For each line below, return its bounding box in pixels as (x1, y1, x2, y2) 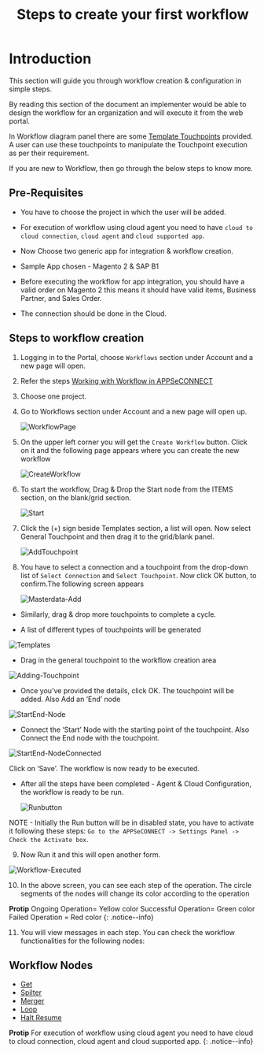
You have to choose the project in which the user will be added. (20, 207, 226, 217)
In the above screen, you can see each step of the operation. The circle (20, 880, 252, 889)
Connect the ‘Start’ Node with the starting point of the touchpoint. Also (20, 725, 250, 734)
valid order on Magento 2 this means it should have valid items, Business (20, 285, 256, 295)
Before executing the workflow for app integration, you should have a (20, 276, 245, 286)
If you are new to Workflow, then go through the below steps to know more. (9, 163, 254, 173)
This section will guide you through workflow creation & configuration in (9, 76, 242, 85)
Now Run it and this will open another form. (20, 849, 161, 859)
